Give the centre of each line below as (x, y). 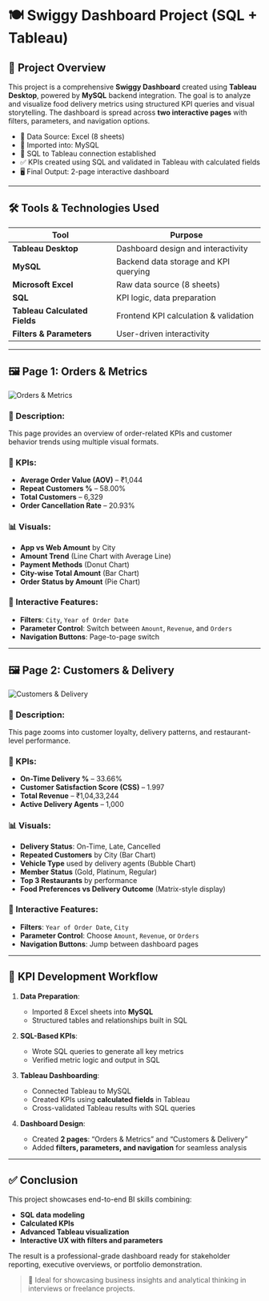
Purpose (187, 235)
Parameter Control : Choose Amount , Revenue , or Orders (109, 935)
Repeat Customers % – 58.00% (73, 488)
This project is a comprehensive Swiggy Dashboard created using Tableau (132, 87)
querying (133, 271)
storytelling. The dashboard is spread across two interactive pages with (128, 112)
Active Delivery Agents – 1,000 (72, 805)
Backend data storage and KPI (173, 261)
